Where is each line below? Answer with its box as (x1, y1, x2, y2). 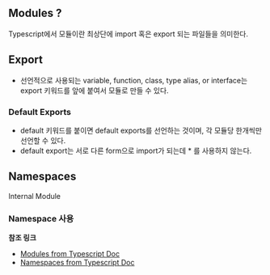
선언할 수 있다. (19, 135, 66, 145)
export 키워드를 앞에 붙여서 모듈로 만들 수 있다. (19, 85, 169, 95)
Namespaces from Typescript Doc (19, 258, 135, 268)
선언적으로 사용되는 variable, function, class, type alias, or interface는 (19, 75, 248, 85)
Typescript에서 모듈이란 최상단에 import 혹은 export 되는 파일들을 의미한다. (8, 28, 249, 39)
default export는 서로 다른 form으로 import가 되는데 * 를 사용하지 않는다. (19, 146, 252, 155)
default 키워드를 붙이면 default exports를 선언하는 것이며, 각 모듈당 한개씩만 (19, 125, 263, 135)
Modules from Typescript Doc (19, 249, 120, 259)
